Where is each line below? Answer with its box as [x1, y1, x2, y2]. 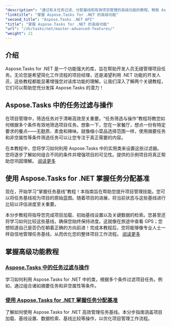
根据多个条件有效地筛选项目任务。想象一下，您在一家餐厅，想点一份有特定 [9, 121, 166, 127]
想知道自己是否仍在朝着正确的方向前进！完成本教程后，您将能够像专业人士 [5, 224, 161, 231]
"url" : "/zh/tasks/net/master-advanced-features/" [5, 26, 115, 31]
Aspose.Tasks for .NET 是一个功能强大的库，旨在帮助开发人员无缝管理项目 [5, 66, 161, 72]
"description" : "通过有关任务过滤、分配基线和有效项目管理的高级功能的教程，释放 [5, 7, 159, 13]
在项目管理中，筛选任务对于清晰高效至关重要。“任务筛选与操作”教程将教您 [5, 115, 161, 121]
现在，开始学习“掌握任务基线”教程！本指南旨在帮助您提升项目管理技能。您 [5, 188, 161, 194]
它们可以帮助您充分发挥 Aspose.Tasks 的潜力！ [5, 84, 104, 90]
